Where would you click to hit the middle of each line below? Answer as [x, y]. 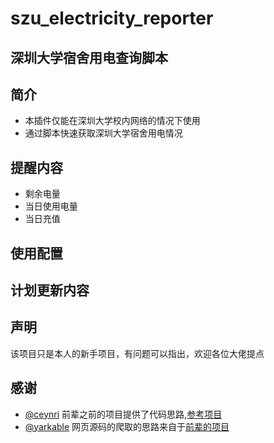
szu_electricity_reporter [112, 18]
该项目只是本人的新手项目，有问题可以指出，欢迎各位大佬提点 [137, 353]
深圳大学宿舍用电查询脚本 [89, 57]
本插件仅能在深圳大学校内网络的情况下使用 [112, 121]
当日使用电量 [51, 206]
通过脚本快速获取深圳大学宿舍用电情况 [103, 133]
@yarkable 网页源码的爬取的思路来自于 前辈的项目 [127, 426]
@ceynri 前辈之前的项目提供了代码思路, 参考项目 [123, 414]
